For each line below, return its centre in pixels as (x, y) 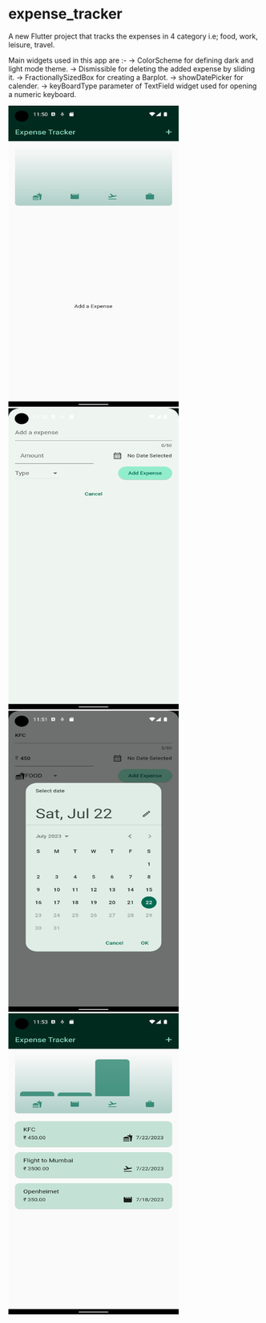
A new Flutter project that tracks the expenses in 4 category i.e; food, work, (133, 36)
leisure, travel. (32, 44)
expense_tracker (65, 14)
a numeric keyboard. (42, 94)
